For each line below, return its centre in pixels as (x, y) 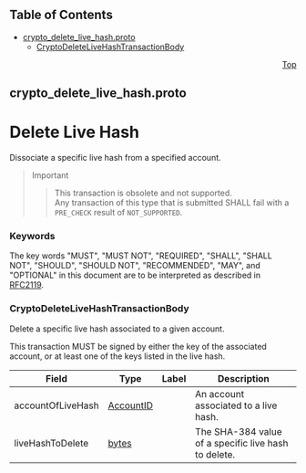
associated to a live (236, 405)
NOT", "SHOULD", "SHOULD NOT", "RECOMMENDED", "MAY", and (135, 266)
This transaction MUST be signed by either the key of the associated (138, 346)
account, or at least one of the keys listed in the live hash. (117, 356)
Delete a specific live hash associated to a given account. (117, 329)
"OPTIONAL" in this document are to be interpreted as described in (135, 275)
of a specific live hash (242, 443)
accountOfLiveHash (56, 405)
